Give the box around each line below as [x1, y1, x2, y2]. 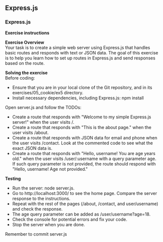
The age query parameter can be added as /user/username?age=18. [12, 211, 151, 217]
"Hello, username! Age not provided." [12, 166, 88, 172]
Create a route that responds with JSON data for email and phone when [12, 134, 158, 140]
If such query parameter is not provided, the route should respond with [12, 161, 156, 166]
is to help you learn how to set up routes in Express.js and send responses [5, 55, 156, 61]
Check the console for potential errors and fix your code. [12, 216, 128, 222]
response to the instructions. [12, 195, 71, 201]
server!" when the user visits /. [12, 119, 75, 125]
